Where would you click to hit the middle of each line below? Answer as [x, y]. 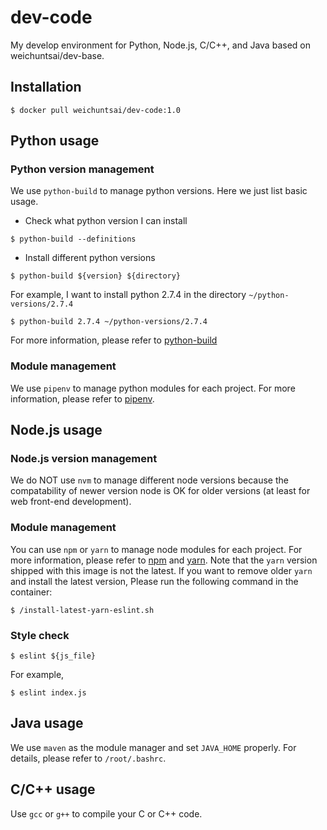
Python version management [82, 169]
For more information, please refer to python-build [114, 340]
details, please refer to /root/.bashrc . [88, 758]
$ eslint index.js [48, 693]
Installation [46, 87]
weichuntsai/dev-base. [57, 55]
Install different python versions [90, 258]
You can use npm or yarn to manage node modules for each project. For [156, 549]
